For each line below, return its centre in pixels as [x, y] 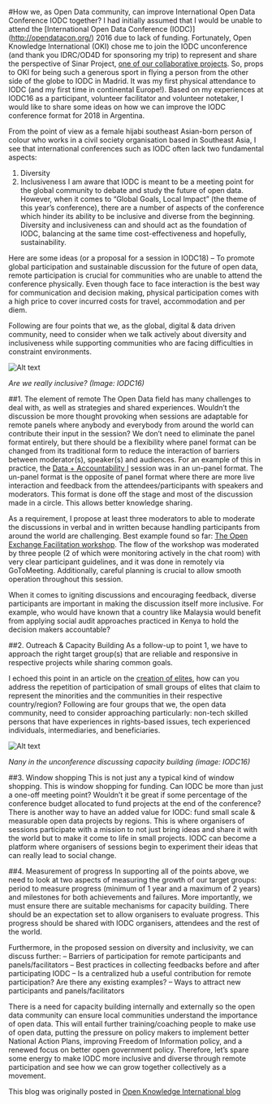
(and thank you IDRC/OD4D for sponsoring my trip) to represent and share [133, 55]
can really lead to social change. [63, 855]
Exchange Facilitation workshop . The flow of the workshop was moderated [134, 544]
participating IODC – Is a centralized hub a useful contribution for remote [130, 973]
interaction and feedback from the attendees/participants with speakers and [136, 485]
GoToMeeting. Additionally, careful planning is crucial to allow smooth [125, 570]
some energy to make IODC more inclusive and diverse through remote [127, 1058]
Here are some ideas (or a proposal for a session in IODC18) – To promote [132, 258]
